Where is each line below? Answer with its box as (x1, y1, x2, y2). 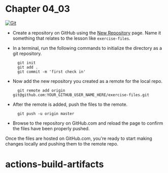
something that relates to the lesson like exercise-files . (12, 35, 130, 41)
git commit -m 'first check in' (17, 69, 86, 74)
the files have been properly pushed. (12, 125, 90, 131)
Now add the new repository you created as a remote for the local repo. (12, 78, 162, 84)
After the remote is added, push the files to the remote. (12, 101, 128, 107)
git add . (17, 65, 38, 70)
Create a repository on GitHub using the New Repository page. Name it (12, 30, 161, 36)
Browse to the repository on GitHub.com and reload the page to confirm (12, 120, 163, 126)
